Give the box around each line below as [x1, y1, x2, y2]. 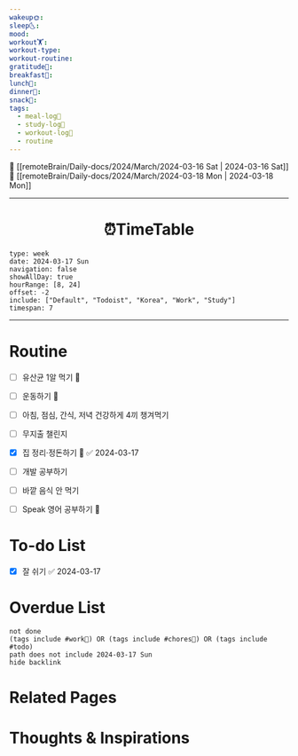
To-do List [9, 536, 86, 555]
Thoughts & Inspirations [9, 728, 191, 748]
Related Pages [9, 688, 117, 708]
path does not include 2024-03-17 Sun [9, 650, 153, 659]
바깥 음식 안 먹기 [21, 485, 80, 495]
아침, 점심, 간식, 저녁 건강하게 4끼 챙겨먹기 [21, 409, 169, 420]
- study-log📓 [17, 121, 66, 130]
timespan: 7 [9, 303, 53, 312]
